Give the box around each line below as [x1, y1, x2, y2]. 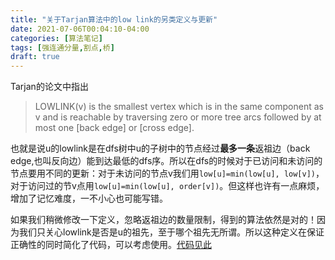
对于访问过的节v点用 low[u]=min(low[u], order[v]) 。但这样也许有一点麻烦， [10, 180, 325, 192]
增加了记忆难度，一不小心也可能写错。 [10, 192, 168, 205]
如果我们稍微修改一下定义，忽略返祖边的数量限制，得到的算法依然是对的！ [10, 214, 317, 226]
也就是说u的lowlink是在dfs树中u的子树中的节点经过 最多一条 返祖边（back [10, 142, 311, 155]
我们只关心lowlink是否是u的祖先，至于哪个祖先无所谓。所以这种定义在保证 [18, 226, 325, 238]
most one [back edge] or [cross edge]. [34, 122, 195, 134]
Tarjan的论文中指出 [10, 81, 89, 93]
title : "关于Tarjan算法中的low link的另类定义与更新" [10, 14, 218, 25]
